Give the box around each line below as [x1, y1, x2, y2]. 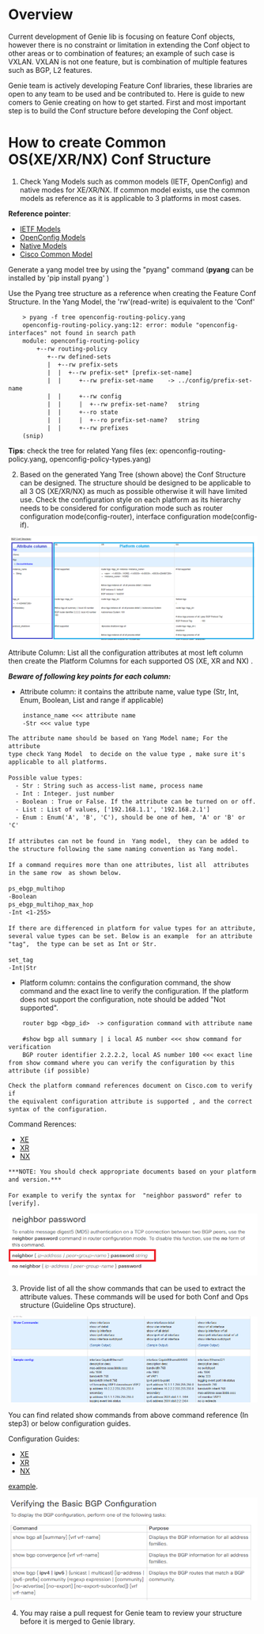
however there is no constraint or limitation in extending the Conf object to [8, 40, 251, 49]
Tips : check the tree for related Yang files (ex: [8, 446, 158, 455]
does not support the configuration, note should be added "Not [19, 994, 226, 1004]
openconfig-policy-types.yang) [49, 454, 152, 464]
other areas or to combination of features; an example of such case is [8, 48, 236, 58]
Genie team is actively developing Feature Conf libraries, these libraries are [8, 81, 253, 90]
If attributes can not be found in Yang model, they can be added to [8, 837, 249, 845]
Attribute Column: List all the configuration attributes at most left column [8, 648, 243, 657]
